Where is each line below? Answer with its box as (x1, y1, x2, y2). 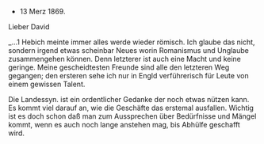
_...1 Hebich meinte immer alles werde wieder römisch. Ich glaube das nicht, (8, 37, 255, 47)
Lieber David (8, 22, 50, 31)
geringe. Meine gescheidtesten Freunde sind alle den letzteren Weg (8, 63, 230, 72)
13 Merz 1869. (19, 7, 66, 16)
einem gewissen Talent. (8, 79, 86, 89)
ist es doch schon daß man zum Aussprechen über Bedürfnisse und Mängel (8, 112, 257, 121)
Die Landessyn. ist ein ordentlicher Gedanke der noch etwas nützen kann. (8, 95, 250, 104)
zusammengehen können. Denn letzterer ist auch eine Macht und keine (8, 55, 242, 63)
